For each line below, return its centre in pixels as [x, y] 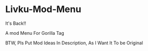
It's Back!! [16, 23]
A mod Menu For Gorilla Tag [35, 33]
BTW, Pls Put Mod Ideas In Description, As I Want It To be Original [74, 43]
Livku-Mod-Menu [43, 9]
